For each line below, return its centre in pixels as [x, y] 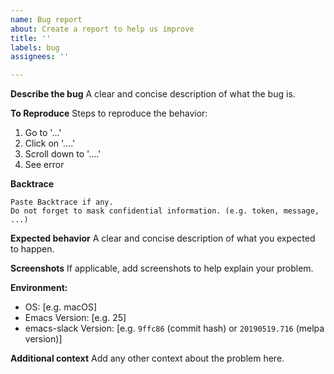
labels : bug [35, 47]
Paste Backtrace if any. [62, 202]
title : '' [31, 38]
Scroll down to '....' [63, 154]
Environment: [39, 288]
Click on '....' [50, 143]
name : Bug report [46, 19]
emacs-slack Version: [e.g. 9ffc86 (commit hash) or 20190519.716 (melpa [174, 328]
